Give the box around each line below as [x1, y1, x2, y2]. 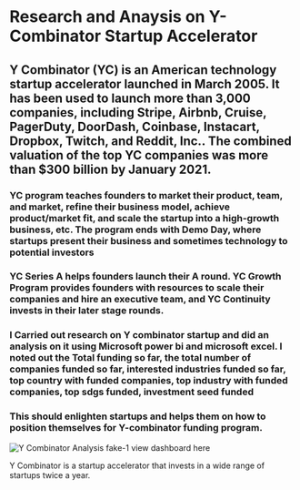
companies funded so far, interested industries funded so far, [9, 362, 286, 375]
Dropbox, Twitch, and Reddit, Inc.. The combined [9, 133, 293, 148]
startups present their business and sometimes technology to [9, 234, 288, 247]
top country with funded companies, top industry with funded [9, 374, 288, 387]
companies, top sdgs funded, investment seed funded [9, 385, 255, 398]
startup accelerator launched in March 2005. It [9, 76, 280, 92]
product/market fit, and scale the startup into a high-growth [9, 211, 280, 224]
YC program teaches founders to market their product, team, [9, 189, 284, 201]
